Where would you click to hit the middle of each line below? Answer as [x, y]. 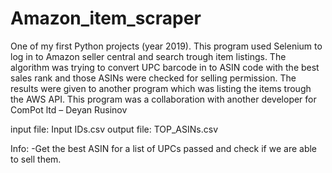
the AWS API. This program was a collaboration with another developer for [163, 99]
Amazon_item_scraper [106, 18]
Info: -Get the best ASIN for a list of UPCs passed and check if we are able [164, 148]
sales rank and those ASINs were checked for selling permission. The [153, 78]
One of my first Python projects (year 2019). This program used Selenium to [166, 46]
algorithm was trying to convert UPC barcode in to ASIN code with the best [165, 67]
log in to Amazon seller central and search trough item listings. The [148, 56]
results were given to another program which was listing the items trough [161, 88]
